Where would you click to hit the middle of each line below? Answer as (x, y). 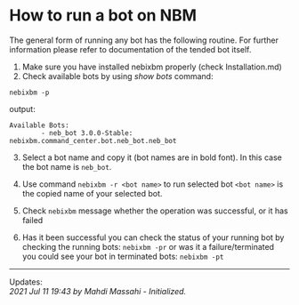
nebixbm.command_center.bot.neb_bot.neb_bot (93, 140)
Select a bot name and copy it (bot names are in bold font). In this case (152, 157)
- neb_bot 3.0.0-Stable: (87, 133)
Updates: (26, 282)
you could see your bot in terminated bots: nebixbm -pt (123, 256)
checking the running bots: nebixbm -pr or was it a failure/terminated (148, 246)
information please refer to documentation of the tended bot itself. (130, 49)
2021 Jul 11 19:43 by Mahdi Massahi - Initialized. (98, 291)
